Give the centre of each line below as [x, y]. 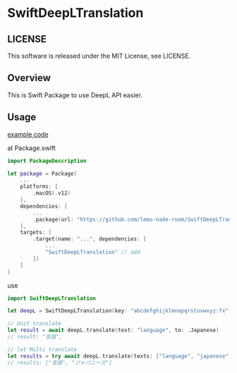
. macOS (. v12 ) [52, 193]
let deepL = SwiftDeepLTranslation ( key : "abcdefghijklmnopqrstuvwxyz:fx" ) [120, 311]
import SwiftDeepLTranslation [52, 298]
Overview [29, 78]
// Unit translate [34, 324]
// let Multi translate [42, 349]
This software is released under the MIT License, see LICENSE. [99, 56]
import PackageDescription [47, 161]
